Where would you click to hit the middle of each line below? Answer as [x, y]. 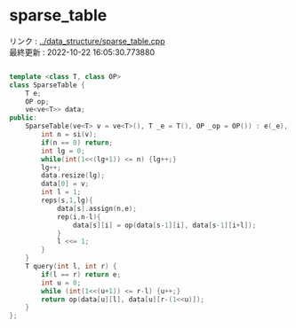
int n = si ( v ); [69, 135]
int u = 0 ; [61, 283]
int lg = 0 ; [64, 151]
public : [24, 118]
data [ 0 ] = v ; [65, 184]
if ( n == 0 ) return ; [77, 143]
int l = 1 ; [61, 192]
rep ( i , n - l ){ [79, 217]
